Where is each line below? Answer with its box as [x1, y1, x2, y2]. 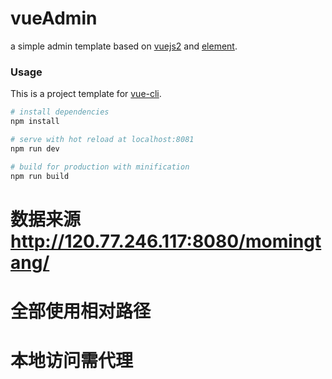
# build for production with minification [10, 162, 190, 172]
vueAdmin [10, 7, 98, 30]
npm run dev [10, 143, 60, 154]
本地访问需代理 [10, 350, 134, 372]
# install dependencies [10, 107, 110, 117]
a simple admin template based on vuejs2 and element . [10, 40, 238, 52]
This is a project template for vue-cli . [10, 88, 162, 100]
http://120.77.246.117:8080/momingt [10, 230, 322, 252]
